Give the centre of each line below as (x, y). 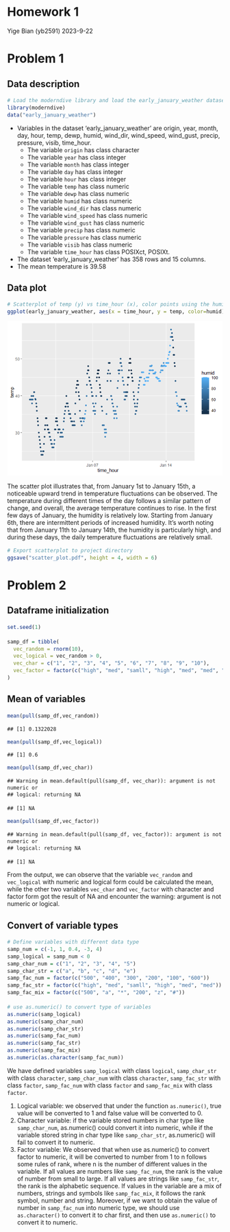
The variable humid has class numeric (80, 201)
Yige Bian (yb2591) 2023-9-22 (50, 31)
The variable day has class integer (75, 171)
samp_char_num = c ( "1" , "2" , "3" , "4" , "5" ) (72, 963)
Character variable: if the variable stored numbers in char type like (111, 1120)
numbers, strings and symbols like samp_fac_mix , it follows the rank (111, 1193)
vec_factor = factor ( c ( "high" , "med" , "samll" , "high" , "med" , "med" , (116, 671)
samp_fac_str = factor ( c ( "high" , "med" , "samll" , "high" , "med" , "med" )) (115, 985)
